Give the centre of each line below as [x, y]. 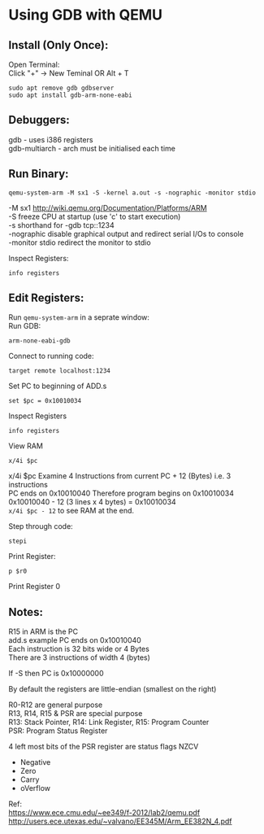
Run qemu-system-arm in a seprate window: [79, 317]
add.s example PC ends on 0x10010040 [75, 640]
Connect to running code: [52, 356]
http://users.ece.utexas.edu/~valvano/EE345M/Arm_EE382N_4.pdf [121, 821]
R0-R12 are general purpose [56, 705]
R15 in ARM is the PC [43, 631]
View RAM [26, 446]
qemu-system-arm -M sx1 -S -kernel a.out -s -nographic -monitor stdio [132, 193]
